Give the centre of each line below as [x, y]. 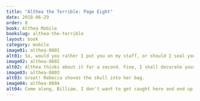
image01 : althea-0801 [33, 50]
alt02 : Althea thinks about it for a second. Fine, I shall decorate [94, 67]
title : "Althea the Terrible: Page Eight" [60, 12]
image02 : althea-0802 [33, 61]
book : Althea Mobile [32, 28]
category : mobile [28, 45]
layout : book [22, 39]
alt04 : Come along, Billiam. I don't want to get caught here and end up [100, 89]
